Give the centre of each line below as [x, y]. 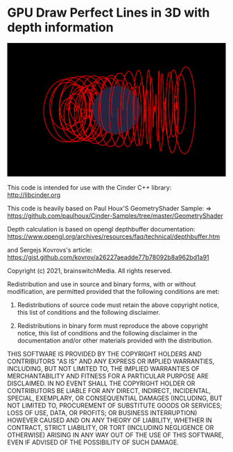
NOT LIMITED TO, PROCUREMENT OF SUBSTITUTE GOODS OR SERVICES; [115, 406]
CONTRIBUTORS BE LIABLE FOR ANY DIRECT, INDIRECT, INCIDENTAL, [109, 391]
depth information [60, 27]
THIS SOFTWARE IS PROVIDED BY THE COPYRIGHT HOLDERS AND [105, 354]
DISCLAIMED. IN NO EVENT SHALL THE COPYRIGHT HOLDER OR [101, 383]
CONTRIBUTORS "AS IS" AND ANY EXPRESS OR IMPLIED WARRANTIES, [111, 361]
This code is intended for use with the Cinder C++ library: [89, 188]
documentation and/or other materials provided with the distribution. [115, 340]
